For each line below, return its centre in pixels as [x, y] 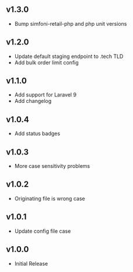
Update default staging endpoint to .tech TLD [69, 56]
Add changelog [33, 101]
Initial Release [31, 263]
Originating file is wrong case [50, 198]
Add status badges [37, 133]
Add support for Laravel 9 [45, 95]
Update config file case [43, 231]
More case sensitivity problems [52, 166]
